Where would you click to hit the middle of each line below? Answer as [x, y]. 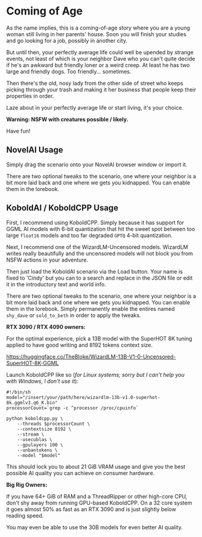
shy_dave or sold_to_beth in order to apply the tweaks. [74, 315]
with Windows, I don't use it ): [43, 381]
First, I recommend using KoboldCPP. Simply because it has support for [95, 222]
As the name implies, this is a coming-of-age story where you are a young [98, 28]
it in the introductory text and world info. [56, 284]
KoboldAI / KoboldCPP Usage [62, 208]
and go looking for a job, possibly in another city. [67, 40]
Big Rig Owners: [27, 485]
